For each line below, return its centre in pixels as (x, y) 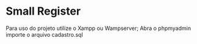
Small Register (43, 11)
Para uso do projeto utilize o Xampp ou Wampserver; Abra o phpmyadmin (98, 28)
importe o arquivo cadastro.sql (44, 34)
